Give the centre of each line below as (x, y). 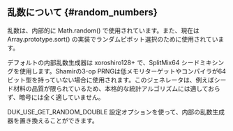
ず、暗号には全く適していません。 (56, 97)
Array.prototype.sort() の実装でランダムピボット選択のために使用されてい (113, 39)
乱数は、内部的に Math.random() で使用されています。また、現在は (104, 30)
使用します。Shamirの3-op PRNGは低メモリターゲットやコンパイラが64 (123, 71)
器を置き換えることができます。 (53, 121)
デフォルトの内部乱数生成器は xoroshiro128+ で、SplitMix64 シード (104, 62)
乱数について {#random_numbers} (83, 12)
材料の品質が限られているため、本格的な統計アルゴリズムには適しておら (117, 88)
